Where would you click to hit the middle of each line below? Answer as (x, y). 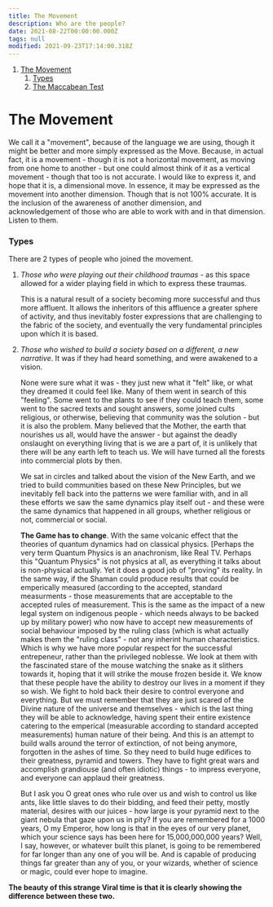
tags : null (27, 39)
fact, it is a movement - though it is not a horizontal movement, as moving (132, 160)
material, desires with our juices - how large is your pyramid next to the (139, 811)
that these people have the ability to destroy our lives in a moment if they (143, 683)
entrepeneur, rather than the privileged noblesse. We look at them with (139, 657)
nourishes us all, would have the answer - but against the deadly (129, 435)
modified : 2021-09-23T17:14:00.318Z (70, 46)
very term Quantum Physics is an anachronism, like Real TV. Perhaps (136, 553)
